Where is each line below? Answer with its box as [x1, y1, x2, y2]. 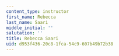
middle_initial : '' [6, 24, 54, 31]
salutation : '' [6, 30, 43, 36]
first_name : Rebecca [6, 14, 57, 20]
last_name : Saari [6, 19, 48, 25]
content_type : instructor [6, 8, 69, 15]
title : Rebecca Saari [6, 36, 59, 41]
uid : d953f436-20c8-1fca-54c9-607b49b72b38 [6, 41, 114, 47]
